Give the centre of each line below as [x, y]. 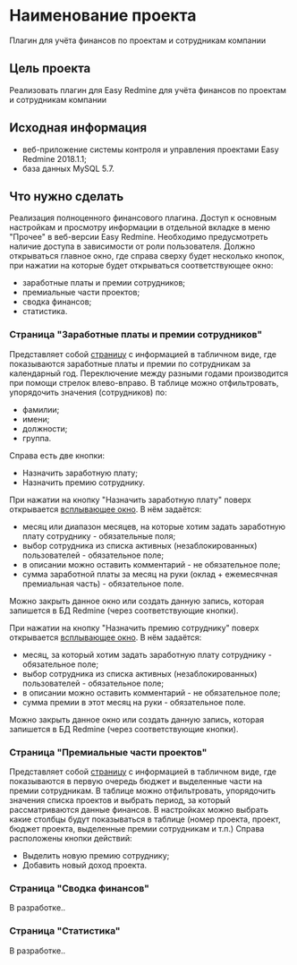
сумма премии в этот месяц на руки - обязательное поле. [134, 702]
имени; [36, 419]
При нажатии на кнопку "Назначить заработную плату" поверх [131, 500]
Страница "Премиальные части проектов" [108, 752]
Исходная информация [78, 128]
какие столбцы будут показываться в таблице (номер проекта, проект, [145, 819]
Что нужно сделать [67, 196]
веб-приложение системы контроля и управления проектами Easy [150, 149]
